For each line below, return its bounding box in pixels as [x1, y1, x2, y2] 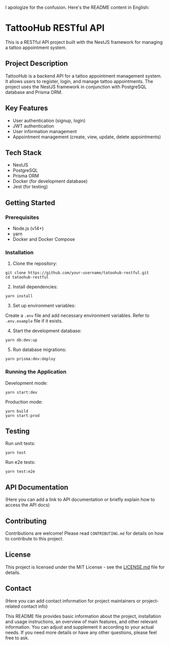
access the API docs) [5, 502, 50, 508]
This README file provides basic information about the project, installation [5, 613, 161, 619]
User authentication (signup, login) [12, 117, 86, 123]
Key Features [5, 104, 48, 113]
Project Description [5, 59, 68, 68]
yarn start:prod [5, 413, 40, 418]
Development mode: [5, 380, 48, 386]
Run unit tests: [5, 440, 36, 446]
